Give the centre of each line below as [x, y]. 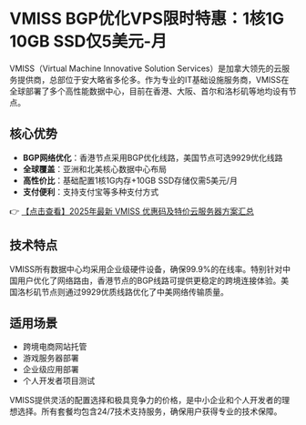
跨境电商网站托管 [55, 347]
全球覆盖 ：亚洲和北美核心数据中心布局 [94, 168]
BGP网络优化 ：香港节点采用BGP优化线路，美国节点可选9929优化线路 [153, 157]
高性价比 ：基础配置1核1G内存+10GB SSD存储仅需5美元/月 [130, 180]
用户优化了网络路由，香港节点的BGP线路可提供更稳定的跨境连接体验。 [149, 280]
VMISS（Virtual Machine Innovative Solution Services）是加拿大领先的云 [146, 68]
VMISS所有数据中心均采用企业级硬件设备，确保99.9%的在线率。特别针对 [146, 268]
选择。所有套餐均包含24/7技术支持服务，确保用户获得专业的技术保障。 [149, 411]
